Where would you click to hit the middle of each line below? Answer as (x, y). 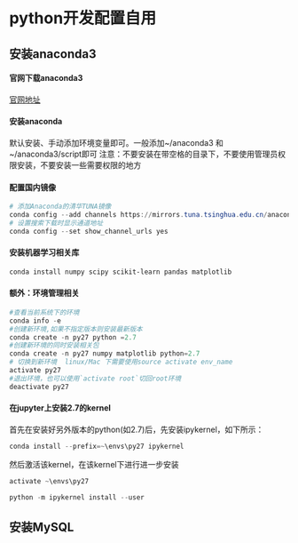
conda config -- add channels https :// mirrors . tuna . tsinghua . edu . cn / (138, 215)
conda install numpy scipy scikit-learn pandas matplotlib (121, 272)
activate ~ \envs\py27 (49, 481)
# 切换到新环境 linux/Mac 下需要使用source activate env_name (121, 362)
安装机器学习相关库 (44, 252)
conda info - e (35, 321)
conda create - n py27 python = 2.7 (73, 337)
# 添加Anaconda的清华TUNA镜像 (60, 207)
